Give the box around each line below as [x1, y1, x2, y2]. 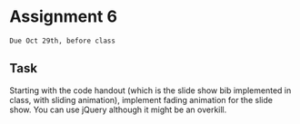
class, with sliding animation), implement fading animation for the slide [9, 94, 273, 105]
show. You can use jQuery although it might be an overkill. [9, 104, 227, 115]
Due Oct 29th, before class [9, 36, 116, 45]
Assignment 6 [9, 6, 118, 27]
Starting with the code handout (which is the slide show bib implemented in [9, 84, 292, 96]
